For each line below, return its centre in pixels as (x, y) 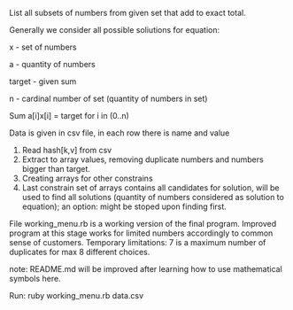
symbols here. (35, 279)
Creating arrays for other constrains (87, 178)
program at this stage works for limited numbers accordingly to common (141, 233)
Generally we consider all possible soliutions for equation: (115, 30)
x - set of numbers (43, 47)
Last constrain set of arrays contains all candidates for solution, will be (150, 188)
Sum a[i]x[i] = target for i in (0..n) (69, 116)
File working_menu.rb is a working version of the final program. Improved (143, 224)
